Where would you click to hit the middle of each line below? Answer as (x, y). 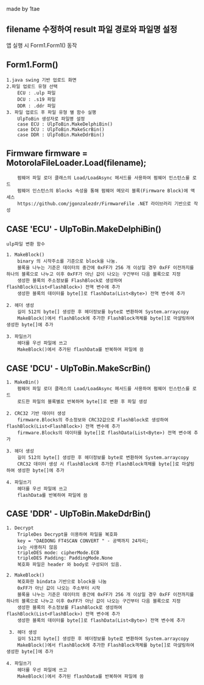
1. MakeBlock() (26, 255)
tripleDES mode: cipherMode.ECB (58, 553)
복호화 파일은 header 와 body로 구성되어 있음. (70, 564)
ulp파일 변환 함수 (26, 244)
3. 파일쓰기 (19, 337)
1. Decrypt (20, 528)
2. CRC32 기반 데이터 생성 (36, 413)
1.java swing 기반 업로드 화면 (41, 80)
